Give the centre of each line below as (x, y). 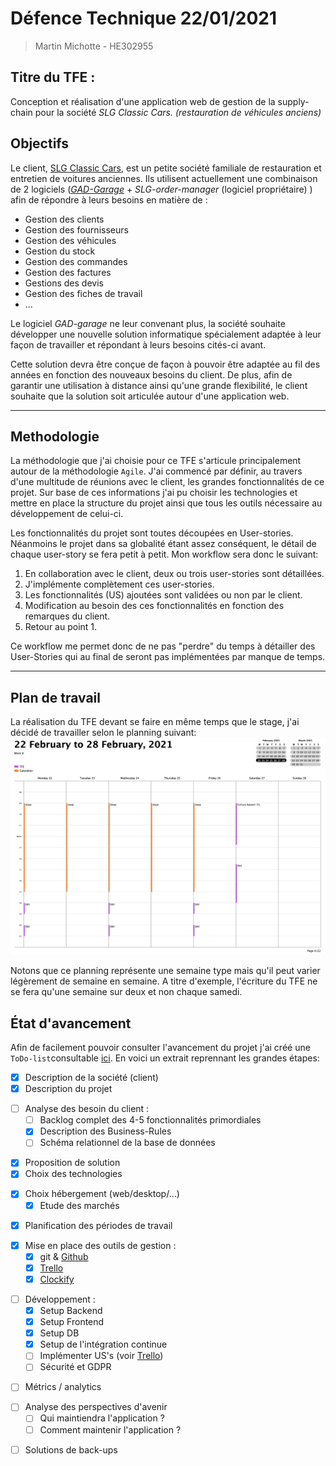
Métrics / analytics (63, 1387)
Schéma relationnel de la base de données (127, 1143)
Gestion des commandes (76, 261)
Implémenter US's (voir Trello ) (101, 1356)
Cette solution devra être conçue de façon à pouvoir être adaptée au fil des (165, 364)
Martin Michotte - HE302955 (94, 46)
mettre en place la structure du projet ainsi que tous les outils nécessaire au (166, 503)
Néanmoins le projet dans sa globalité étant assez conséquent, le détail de (163, 544)
